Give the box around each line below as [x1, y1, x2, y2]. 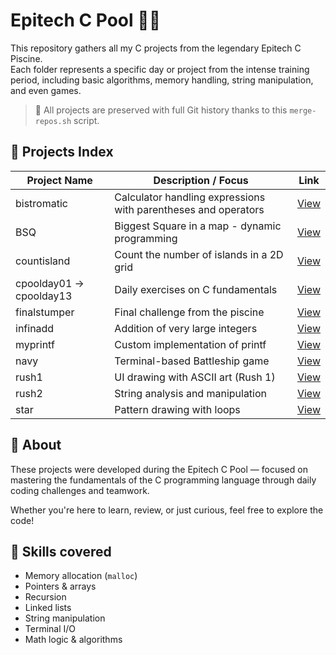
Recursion [24, 591, 67, 603]
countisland [15, 254, 71, 268]
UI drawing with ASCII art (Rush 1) [114, 370, 276, 384]
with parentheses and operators [114, 202, 265, 216]
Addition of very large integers [114, 321, 258, 335]
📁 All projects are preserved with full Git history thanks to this [34, 104, 288, 116]
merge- [289, 105, 317, 116]
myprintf [15, 337, 55, 351]
